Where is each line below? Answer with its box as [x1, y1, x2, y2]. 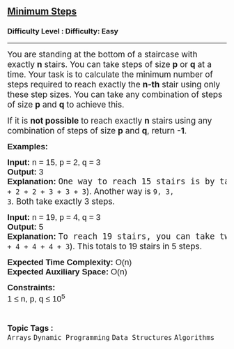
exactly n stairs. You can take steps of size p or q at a [7, 59, 212, 70]
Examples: [7, 141, 49, 151]
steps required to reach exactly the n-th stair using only [7, 79, 221, 90]
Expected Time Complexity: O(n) [7, 257, 132, 267]
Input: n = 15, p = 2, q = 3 [7, 157, 101, 167]
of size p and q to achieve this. [7, 99, 125, 110]
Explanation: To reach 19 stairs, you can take [7, 231, 215, 242]
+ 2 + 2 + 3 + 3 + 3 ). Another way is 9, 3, [7, 186, 174, 197]
